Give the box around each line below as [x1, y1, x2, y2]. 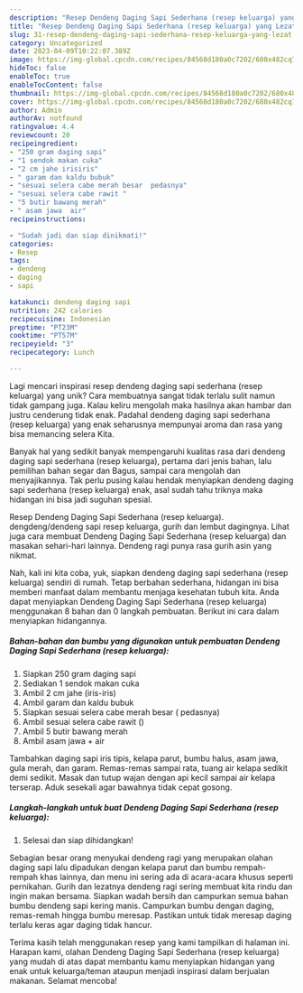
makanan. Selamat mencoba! [9, 975, 117, 986]
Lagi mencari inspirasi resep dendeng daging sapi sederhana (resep [9, 380, 263, 391]
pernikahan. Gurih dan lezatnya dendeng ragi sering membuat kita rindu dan [9, 881, 293, 892]
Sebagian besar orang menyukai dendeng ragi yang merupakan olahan [9, 852, 273, 863]
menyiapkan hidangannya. [9, 615, 107, 626]
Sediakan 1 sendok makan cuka [22, 678, 140, 689]
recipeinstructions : [9, 214, 87, 224]
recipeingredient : [9, 139, 78, 148]
